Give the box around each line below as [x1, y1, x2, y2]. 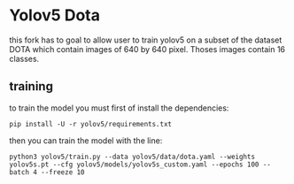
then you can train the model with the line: [9, 134, 163, 146]
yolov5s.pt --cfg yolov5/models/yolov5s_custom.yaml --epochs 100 [9, 160, 259, 169]
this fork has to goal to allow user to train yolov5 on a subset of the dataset [9, 34, 282, 45]
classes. [9, 53, 40, 64]
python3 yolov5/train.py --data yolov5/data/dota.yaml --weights [9, 152, 255, 161]
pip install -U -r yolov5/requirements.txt [9, 119, 173, 128]
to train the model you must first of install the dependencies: [9, 103, 229, 113]
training [9, 79, 53, 94]
